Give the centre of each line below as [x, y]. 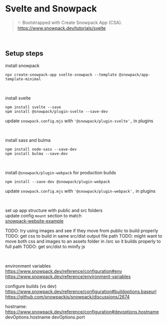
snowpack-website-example [34, 221]
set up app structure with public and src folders [54, 210]
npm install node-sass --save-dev [41, 149]
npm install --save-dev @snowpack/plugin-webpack [58, 182]
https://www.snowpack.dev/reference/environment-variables [68, 276]
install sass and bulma [28, 140]
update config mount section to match [44, 216]
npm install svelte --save [33, 107]
